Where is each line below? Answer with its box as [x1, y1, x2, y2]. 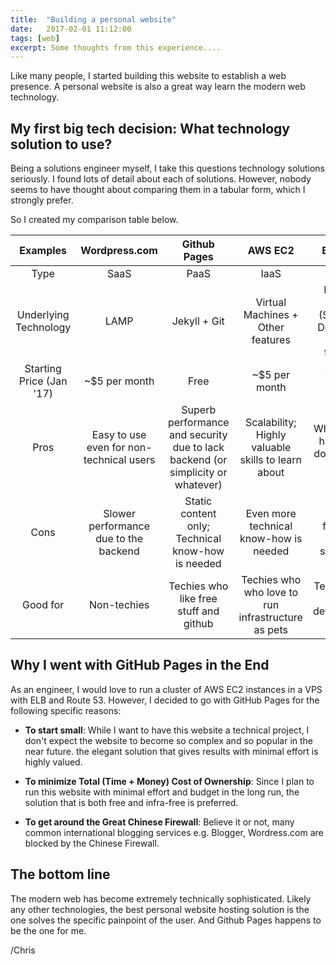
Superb [181, 403, 217, 417]
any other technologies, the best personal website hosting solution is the [10, 903, 310, 915]
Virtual [255, 296, 287, 310]
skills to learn [239, 453, 303, 467]
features [251, 333, 291, 347]
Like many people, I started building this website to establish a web [10, 70, 287, 82]
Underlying [16, 308, 70, 322]
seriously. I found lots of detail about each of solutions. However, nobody [10, 173, 312, 185]
